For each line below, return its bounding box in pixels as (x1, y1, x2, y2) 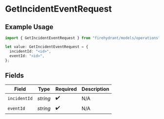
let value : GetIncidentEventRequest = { (5, 44, 89, 49)
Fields (5, 71, 24, 80)
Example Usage (5, 23, 54, 31)
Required (55, 86, 77, 93)
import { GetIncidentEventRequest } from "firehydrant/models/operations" (5, 35, 161, 40)
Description (81, 86, 110, 93)
